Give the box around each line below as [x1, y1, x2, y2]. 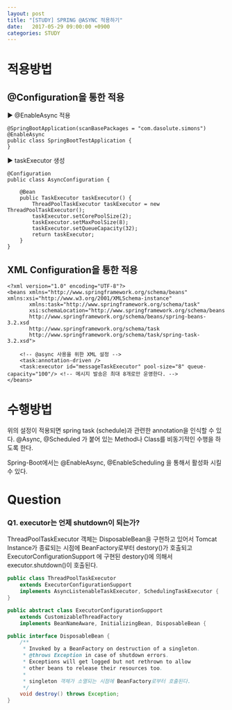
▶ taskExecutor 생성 [7, 156, 65, 165]
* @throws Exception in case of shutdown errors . [22, 652, 169, 659]
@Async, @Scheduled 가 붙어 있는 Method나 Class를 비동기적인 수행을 [16, 435, 214, 443]
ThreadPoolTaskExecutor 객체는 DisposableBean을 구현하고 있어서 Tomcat [7, 535, 217, 543]
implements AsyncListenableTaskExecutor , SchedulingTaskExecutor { [19, 588, 219, 595]
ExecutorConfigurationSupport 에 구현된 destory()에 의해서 [7, 552, 173, 560]
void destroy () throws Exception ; [19, 691, 119, 697]
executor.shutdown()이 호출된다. [7, 561, 99, 570]
